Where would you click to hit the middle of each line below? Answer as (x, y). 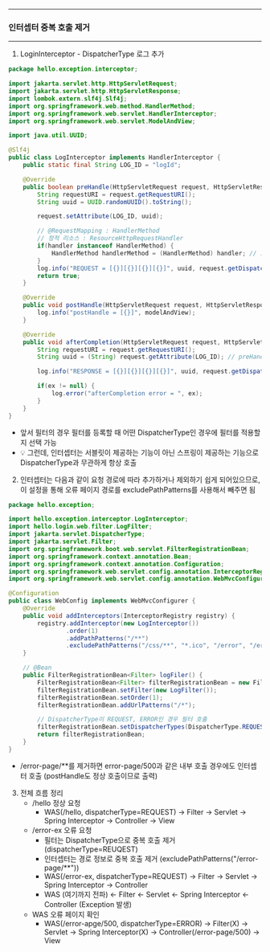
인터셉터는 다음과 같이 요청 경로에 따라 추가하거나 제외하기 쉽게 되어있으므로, (140, 480)
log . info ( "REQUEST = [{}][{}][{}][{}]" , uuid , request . (133, 268)
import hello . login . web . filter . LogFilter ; (80, 527)
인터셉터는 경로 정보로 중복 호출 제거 (101, 858)
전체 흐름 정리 (41, 793)
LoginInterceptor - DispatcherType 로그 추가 (92, 54)
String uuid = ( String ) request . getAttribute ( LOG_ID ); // (136, 357)
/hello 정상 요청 (56, 803)
